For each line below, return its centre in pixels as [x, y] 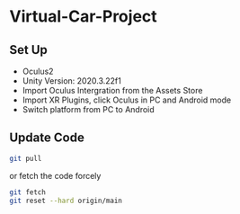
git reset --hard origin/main [66, 201]
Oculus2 [38, 71]
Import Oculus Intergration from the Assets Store [112, 90]
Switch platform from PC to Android [88, 109]
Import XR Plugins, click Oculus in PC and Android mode [127, 100]
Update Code [47, 138]
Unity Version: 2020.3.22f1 [71, 81]
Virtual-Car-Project [83, 17]
